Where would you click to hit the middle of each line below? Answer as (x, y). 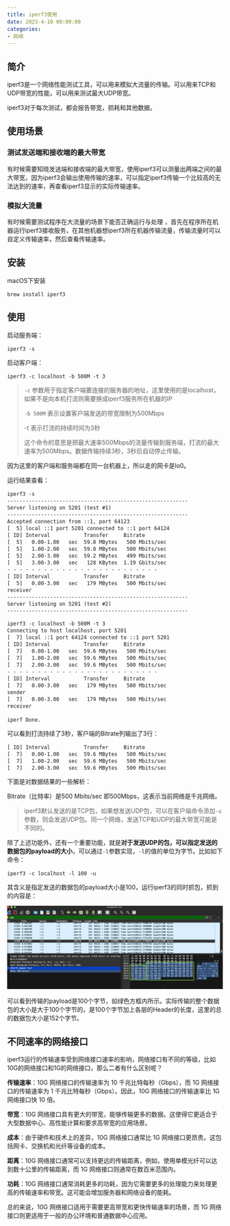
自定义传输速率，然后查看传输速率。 (58, 239)
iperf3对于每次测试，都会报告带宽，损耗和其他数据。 (81, 108)
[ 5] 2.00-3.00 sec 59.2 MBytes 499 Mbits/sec (87, 556)
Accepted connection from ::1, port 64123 (68, 521)
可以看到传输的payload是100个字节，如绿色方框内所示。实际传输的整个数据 (114, 1001)
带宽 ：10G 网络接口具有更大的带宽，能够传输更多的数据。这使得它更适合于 (112, 1114)
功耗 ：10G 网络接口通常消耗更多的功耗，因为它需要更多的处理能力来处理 (109, 1184)
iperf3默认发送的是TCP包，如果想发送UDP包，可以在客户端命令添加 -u (123, 810)
